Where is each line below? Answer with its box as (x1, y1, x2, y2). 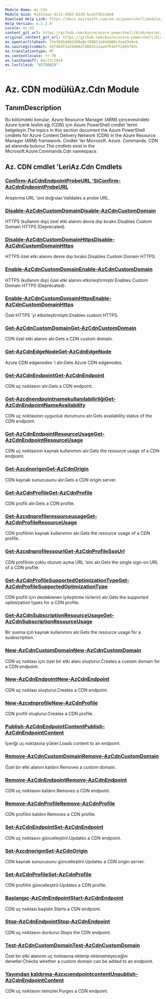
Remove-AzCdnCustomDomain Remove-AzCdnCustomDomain (5, 753, 159, 760)
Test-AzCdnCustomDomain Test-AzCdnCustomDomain (5, 942, 140, 948)
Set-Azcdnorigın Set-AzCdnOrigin (5, 847, 88, 854)
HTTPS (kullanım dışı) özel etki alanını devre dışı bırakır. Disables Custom (5, 218, 152, 224)
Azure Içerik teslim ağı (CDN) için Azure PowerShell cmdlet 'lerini (5, 122, 137, 128)
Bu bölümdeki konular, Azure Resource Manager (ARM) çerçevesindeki (5, 117, 150, 123)
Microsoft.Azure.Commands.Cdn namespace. (5, 148, 98, 154)
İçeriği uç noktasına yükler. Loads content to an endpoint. (5, 740, 121, 746)
